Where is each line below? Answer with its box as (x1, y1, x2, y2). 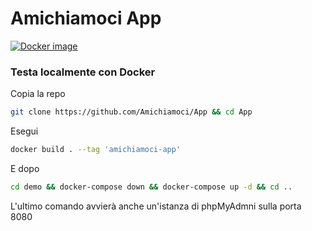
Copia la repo (10, 88, 66, 100)
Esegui (10, 125, 39, 137)
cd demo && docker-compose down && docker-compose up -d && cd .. (10, 182, 293, 192)
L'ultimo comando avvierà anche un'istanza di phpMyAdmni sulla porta (10, 200, 302, 212)
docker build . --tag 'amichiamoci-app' (10, 145, 182, 155)
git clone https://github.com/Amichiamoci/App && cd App (10, 107, 253, 117)
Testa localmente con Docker (10, 65, 156, 79)
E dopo (10, 162, 40, 174)
